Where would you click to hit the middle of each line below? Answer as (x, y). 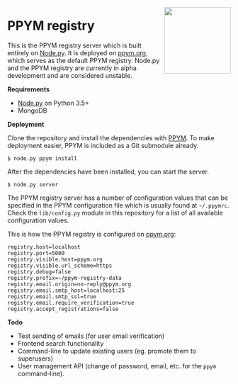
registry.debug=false (39, 272)
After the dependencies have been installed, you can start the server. (108, 171)
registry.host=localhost (44, 247)
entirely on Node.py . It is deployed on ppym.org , (78, 52)
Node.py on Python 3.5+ (53, 103)
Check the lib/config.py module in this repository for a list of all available (115, 213)
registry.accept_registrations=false (63, 309)
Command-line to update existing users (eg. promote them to (107, 351)
